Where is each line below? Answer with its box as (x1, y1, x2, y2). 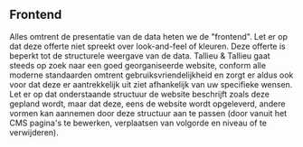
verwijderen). (9, 126, 59, 138)
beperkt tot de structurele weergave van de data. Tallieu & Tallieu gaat (9, 50, 270, 61)
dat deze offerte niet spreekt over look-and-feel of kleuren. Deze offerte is (9, 41, 287, 51)
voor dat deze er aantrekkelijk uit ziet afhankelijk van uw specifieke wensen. (9, 78, 293, 89)
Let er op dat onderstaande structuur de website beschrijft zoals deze (9, 88, 270, 99)
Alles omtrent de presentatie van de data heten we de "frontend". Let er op (9, 31, 288, 41)
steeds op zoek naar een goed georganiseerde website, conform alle (9, 60, 267, 70)
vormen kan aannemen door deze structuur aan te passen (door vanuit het (9, 107, 288, 118)
